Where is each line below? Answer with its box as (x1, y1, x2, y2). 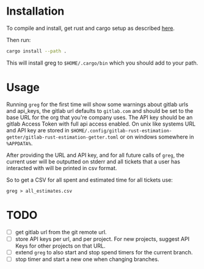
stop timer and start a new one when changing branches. (15, 255, 159, 263)
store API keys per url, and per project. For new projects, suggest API (15, 235, 190, 242)
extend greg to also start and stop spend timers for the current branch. (15, 248, 193, 256)
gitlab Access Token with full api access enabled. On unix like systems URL (6, 120, 196, 127)
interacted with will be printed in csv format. (6, 164, 117, 171)
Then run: (6, 36, 31, 43)
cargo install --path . (6, 48, 67, 54)
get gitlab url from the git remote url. (15, 228, 107, 235)
